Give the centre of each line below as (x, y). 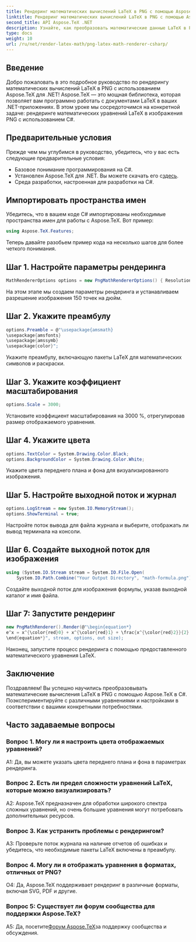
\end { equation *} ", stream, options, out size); (65, 638)
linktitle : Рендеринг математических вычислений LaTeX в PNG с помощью (95, 17)
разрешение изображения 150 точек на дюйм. (64, 298)
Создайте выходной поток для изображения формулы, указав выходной (97, 589)
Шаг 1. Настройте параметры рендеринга (86, 267)
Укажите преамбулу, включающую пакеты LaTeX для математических (94, 357)
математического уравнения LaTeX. (51, 655)
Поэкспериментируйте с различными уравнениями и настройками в (92, 700)
